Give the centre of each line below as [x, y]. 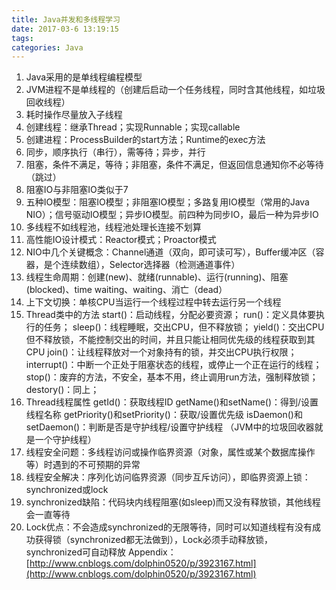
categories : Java [47, 47]
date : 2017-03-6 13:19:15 [65, 29]
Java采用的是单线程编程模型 [84, 77]
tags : [22, 38]
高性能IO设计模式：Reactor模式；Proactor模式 [121, 240]
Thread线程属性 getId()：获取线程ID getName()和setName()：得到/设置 [172, 402]
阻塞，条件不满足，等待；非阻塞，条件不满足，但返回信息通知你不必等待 [174, 165]
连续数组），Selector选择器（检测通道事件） [150, 265]
